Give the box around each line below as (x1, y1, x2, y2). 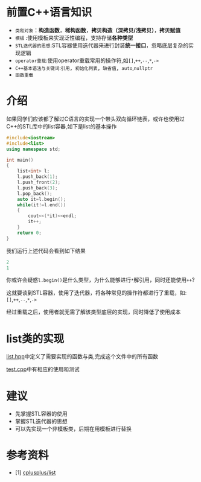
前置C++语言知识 (6, 5, 92, 19)
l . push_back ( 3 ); (17, 185, 59, 191)
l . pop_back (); (17, 191, 53, 197)
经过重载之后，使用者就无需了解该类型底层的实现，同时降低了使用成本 (6, 308, 181, 316)
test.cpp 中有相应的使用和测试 (6, 366, 80, 373)
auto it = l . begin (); (17, 196, 66, 202)
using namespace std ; (6, 146, 61, 152)
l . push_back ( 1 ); (17, 174, 59, 180)
